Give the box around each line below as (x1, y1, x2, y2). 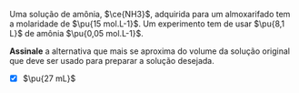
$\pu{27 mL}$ (22, 73, 76, 84)
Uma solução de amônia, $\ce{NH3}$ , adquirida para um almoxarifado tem (9, 9, 291, 19)
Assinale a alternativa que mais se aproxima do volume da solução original (9, 46, 291, 57)
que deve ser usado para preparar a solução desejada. (9, 56, 215, 66)
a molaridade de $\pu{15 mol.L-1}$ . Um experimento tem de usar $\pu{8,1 (9, 18, 285, 29)
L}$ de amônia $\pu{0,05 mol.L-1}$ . (9, 28, 144, 38)
